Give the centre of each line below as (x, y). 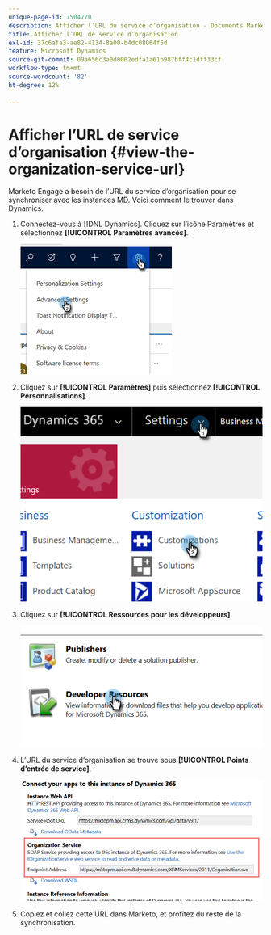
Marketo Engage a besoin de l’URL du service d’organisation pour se (122, 192)
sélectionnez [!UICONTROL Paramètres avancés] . (104, 233)
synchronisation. (48, 922)
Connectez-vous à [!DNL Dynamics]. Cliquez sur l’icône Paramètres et (137, 224)
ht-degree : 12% (34, 85)
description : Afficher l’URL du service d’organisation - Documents (126, 25)
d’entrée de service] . (56, 769)
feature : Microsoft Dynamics (57, 51)
